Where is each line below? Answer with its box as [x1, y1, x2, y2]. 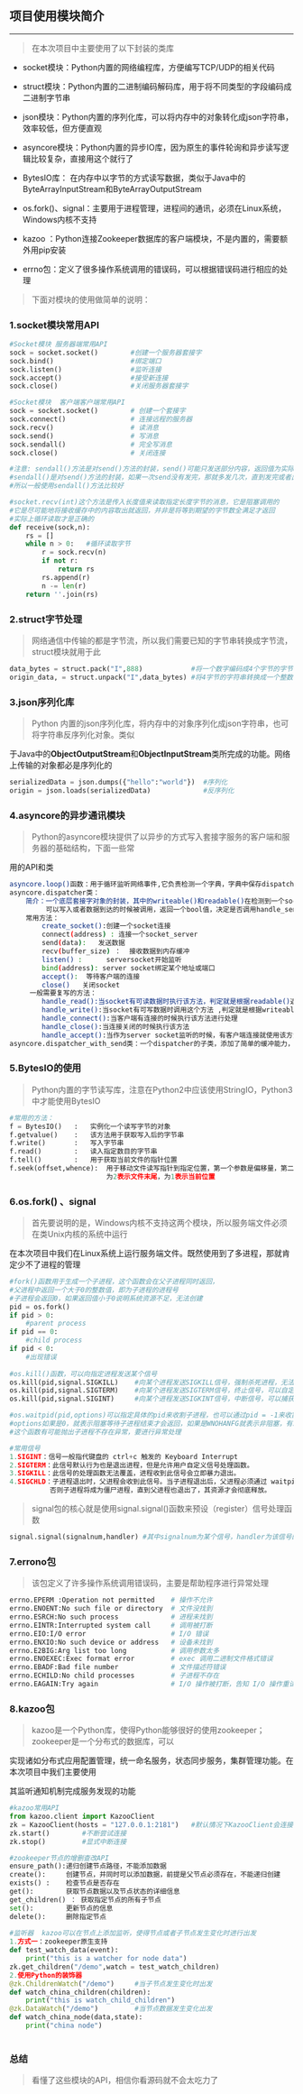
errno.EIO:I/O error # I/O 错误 [9, 1629, 209, 1639]
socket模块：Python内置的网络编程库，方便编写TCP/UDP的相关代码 [22, 61, 275, 72]
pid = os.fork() [9, 1302, 70, 1311]
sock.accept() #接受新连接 [9, 373, 169, 382]
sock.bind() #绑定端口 [9, 356, 162, 365]
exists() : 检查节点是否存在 [9, 1878, 120, 1887]
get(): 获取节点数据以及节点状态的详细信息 [9, 1887, 180, 1897]
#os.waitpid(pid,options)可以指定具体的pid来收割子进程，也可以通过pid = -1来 [9, 1410, 286, 1420]
